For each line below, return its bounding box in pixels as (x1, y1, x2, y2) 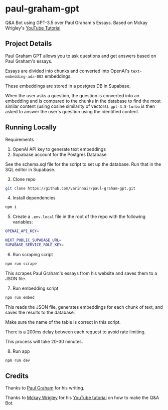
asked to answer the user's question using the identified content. (5, 108, 139, 114)
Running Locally (5, 123, 57, 132)
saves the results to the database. (5, 309, 75, 315)
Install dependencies (12, 195, 56, 201)
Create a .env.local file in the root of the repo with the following (12, 214, 146, 220)
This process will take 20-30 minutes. (5, 338, 83, 344)
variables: (12, 219, 33, 225)
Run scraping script (12, 251, 53, 257)
